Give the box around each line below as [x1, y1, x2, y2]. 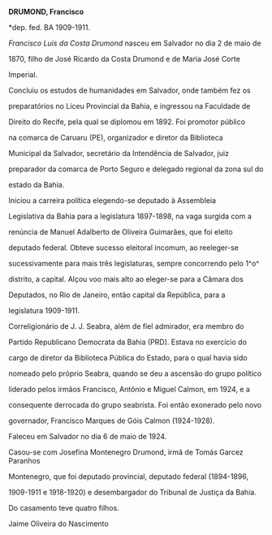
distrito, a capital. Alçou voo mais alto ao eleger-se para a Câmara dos [8, 274, 244, 283]
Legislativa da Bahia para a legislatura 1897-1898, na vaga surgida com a [8, 211, 252, 221]
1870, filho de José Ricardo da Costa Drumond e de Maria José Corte [8, 54, 241, 63]
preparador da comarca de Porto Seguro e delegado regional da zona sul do [8, 164, 264, 174]
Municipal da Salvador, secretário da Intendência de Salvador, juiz [8, 149, 230, 157]
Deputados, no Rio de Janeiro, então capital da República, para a [8, 290, 226, 300]
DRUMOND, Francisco [8, 7, 84, 16]
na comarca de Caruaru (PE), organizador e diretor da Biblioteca [8, 133, 223, 142]
